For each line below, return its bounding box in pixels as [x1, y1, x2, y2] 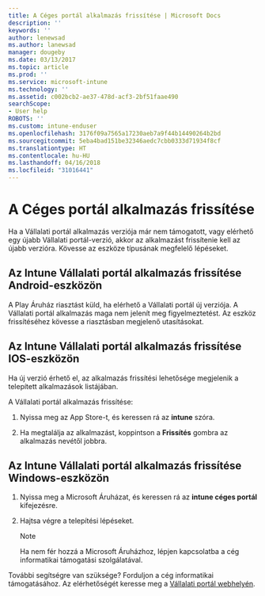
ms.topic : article [8, 63, 69, 71]
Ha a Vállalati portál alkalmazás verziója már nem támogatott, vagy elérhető [8, 227, 254, 236]
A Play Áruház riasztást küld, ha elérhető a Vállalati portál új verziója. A [8, 300, 239, 309]
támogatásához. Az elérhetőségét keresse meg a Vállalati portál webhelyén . [8, 579, 256, 589]
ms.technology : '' [8, 85, 69, 94]
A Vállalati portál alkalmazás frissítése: [8, 397, 134, 407]
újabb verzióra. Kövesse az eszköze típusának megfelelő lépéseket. [8, 243, 229, 253]
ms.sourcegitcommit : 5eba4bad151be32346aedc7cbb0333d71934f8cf [8, 136, 221, 145]
